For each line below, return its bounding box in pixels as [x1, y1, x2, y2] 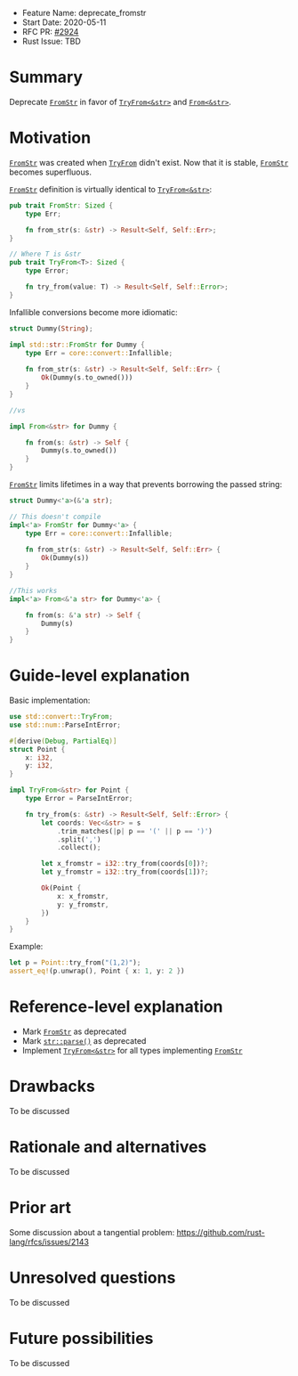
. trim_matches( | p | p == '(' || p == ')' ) [56, 826, 213, 835]
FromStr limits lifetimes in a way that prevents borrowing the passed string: [9, 479, 283, 489]
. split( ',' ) [56, 835, 101, 844]
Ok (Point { [41, 883, 82, 893]
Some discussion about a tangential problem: [9, 1226, 175, 1237]
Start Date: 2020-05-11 [21, 17, 107, 28]
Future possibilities [9, 1328, 154, 1348]
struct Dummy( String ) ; [9, 324, 93, 333]
